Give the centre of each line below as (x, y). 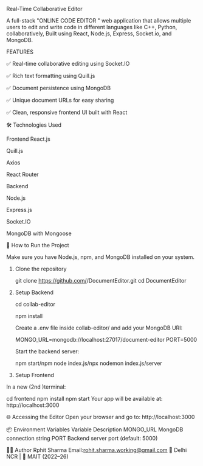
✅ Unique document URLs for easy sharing (60, 100)
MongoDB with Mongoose (39, 233)
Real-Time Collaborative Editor (45, 9)
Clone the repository (41, 269)
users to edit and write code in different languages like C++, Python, (92, 27)
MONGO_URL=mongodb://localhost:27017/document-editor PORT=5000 (106, 340)
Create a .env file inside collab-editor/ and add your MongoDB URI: (99, 328)
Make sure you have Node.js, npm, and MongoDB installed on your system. (100, 257)
